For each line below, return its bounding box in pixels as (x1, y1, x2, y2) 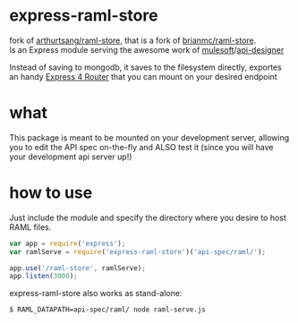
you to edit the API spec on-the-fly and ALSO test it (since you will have (9, 141, 274, 152)
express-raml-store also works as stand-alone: (9, 288, 183, 299)
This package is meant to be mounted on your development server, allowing (9, 132, 290, 143)
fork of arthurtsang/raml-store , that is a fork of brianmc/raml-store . (9, 35, 257, 46)
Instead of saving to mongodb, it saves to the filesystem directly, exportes (9, 62, 282, 72)
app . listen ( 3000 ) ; (9, 272, 78, 281)
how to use (9, 183, 93, 203)
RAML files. (9, 221, 52, 233)
